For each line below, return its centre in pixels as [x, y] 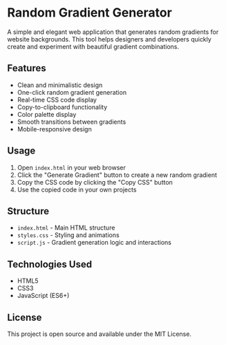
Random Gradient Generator [90, 13]
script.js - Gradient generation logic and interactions [94, 243]
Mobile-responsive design [54, 129]
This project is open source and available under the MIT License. [100, 334]
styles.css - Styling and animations [68, 235]
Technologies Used [49, 264]
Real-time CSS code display [57, 100]
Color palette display [47, 114]
